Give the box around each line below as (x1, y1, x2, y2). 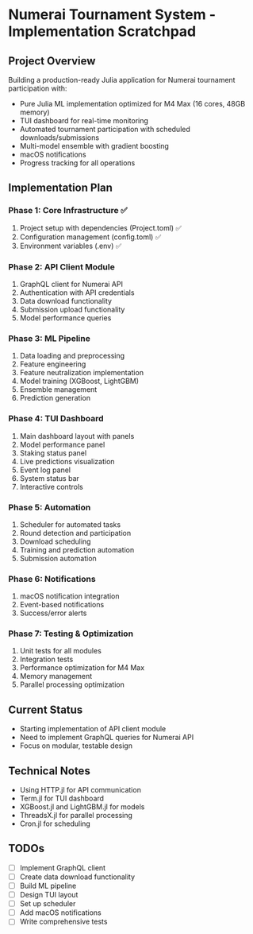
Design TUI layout (19, 890, 79, 900)
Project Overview (8, 54, 96, 68)
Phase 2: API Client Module (8, 261, 115, 272)
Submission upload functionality (19, 304, 125, 314)
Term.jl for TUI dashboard (19, 793, 105, 804)
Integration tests (19, 654, 74, 665)
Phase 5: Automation (8, 502, 91, 513)
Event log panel (19, 465, 71, 475)
